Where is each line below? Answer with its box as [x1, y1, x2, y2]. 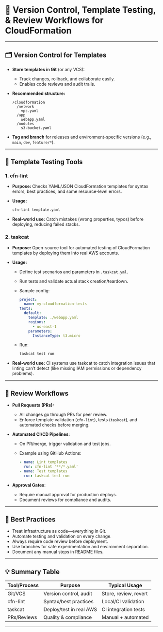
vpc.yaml [21, 108, 39, 113]
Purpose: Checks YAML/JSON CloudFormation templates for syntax [12, 184, 149, 189]
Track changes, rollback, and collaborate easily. [19, 75, 115, 82]
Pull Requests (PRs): [12, 402, 54, 408]
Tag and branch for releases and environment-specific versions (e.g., [12, 134, 152, 140]
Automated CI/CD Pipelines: [12, 431, 70, 437]
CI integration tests [101, 606, 145, 613]
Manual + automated [101, 614, 149, 621]
